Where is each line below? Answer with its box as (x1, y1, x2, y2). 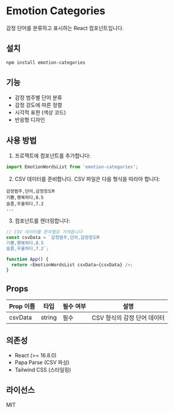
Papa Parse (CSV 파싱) (14, 359, 70, 366)
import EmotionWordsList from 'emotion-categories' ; (6, 164, 139, 170)
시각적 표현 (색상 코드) (14, 109, 66, 116)
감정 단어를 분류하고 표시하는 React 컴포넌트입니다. (6, 24, 124, 31)
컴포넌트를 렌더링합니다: (14, 217, 71, 224)
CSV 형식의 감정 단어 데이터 (91, 314, 165, 322)
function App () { (6, 256, 49, 262)
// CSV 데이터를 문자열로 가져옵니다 (6, 229, 83, 235)
